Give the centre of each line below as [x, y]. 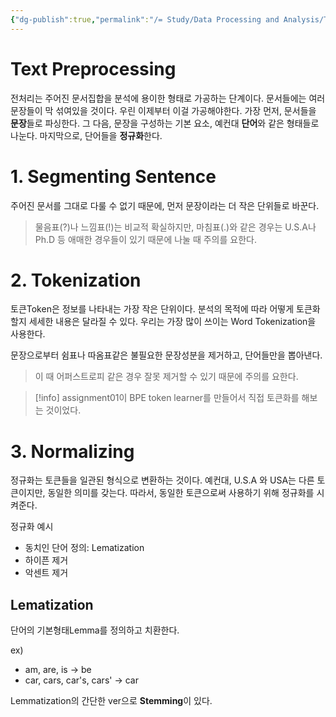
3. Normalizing [72, 451]
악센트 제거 [46, 573]
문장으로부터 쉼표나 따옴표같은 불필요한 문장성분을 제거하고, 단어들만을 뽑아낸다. [166, 355]
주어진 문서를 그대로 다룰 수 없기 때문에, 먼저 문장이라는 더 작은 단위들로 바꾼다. [165, 205]
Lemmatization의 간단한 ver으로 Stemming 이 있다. [111, 701]
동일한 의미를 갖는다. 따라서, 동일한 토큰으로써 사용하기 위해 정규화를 [181, 493]
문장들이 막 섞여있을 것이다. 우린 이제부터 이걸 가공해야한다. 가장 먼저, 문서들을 [163, 110]
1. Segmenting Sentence [113, 176]
